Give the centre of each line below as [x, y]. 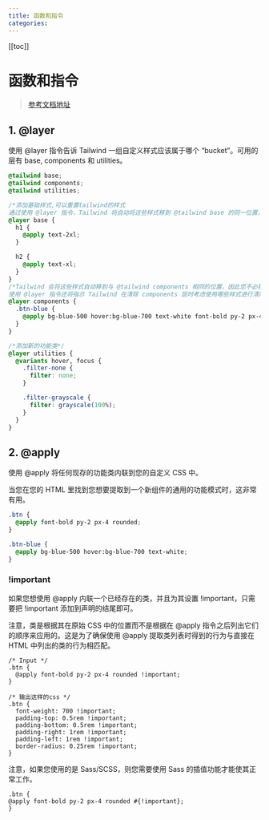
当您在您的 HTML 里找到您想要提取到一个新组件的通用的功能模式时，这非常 [132, 490]
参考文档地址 [49, 104]
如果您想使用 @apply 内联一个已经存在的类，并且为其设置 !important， [125, 598]
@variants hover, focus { [59, 361]
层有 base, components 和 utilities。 [68, 160]
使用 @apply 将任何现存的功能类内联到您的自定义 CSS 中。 [105, 473]
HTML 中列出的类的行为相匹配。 [61, 645]
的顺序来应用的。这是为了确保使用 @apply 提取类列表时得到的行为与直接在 [131, 635]
